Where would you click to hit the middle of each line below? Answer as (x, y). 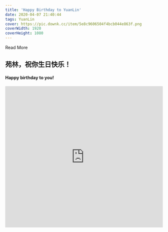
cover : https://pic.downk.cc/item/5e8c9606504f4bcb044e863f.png (73, 24)
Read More (16, 47)
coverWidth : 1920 (23, 29)
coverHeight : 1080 (24, 33)
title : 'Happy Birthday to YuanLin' (43, 10)
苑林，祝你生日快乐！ (38, 65)
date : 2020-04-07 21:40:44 (33, 15)
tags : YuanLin (20, 19)
